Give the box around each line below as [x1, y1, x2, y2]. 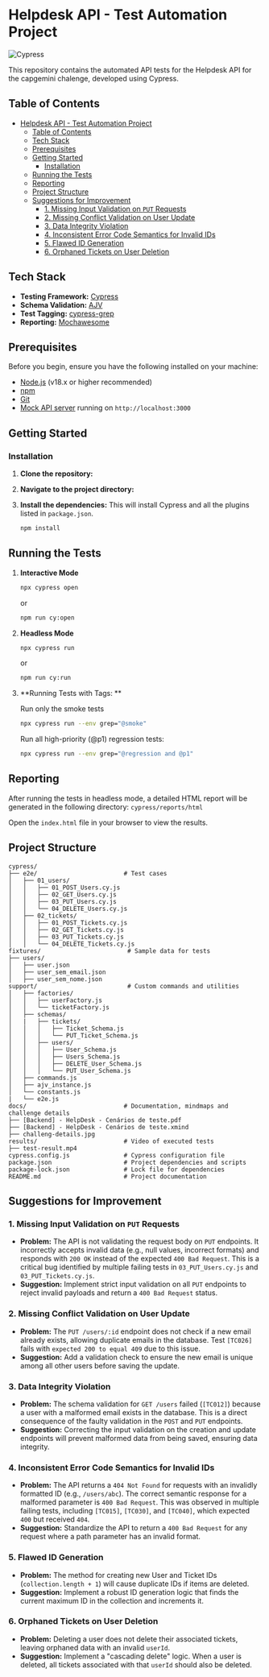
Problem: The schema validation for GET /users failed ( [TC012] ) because [19, 1399, 261, 1409]
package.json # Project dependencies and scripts [8, 1158, 247, 1166]
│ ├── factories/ [8, 989, 74, 997]
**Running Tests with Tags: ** [19, 689, 122, 698]
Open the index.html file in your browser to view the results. [8, 818, 208, 827]
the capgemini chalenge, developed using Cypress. [8, 73, 179, 83]
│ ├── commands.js [8, 1074, 78, 1082]
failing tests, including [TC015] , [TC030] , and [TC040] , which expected [19, 1506, 250, 1516]
